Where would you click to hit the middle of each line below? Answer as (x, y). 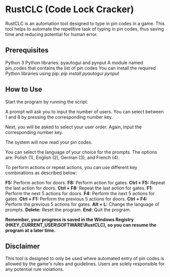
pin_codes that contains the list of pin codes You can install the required (80, 68)
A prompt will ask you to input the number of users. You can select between (84, 112)
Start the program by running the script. (47, 102)
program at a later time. (30, 230)
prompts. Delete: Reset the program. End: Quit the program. (68, 209)
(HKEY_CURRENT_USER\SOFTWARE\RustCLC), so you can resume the (81, 225)
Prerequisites (27, 50)
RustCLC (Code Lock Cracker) (70, 9)
